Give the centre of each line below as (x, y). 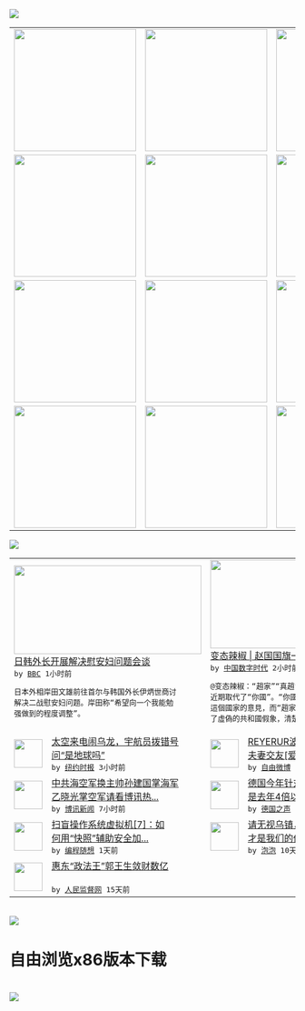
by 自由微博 (270, 767)
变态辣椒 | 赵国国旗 (251, 656)
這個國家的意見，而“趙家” (256, 708)
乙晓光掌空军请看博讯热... (105, 797)
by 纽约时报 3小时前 (89, 767)
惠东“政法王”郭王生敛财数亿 (110, 866)
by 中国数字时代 (239, 668)
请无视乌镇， (275, 825)
